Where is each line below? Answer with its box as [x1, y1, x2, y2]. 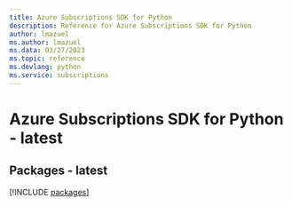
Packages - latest [9, 163, 108, 178]
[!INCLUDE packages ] [9, 186, 90, 197]
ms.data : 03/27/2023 [9, 46, 86, 55]
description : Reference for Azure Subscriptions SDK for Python [9, 21, 252, 30]
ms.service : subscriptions [9, 71, 109, 80]
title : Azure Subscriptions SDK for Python [9, 12, 173, 22]
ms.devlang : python [9, 63, 82, 72]
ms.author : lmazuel [9, 37, 82, 47]
